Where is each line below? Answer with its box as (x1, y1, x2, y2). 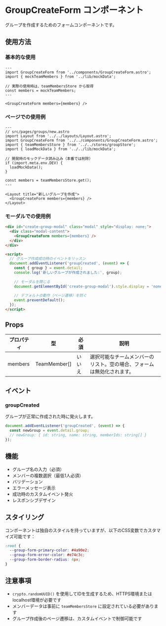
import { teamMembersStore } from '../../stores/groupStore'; (5, 142, 136, 147)
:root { (5, 543, 21, 548)
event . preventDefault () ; (14, 298, 65, 303)
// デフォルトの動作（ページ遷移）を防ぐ (14, 293, 87, 298)
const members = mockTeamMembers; (5, 88, 77, 93)
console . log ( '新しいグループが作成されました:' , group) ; (14, 270, 123, 275)
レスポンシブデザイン (12, 497, 56, 503)
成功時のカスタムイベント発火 (12, 491, 73, 497)
